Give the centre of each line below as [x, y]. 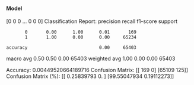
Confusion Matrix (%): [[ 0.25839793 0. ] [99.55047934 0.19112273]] [90, 76]
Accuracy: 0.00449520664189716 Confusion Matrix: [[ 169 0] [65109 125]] [97, 70]
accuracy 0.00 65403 [71, 48]
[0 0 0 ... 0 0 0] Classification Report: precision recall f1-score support [92, 21]
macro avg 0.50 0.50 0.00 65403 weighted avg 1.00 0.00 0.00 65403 [91, 58]
